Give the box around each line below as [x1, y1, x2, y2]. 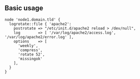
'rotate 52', [17, 52, 45, 57]
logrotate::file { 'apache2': [9, 21, 71, 26]
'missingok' [17, 56, 43, 61]
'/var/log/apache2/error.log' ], [4, 34, 74, 39]
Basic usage [4, 4, 43, 12]
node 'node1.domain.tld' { [4, 17, 61, 22]
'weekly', [17, 43, 38, 48]
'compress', [17, 47, 43, 53]
